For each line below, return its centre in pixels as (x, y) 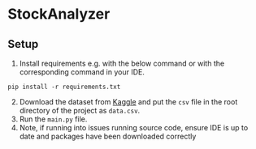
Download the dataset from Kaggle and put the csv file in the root (128, 102)
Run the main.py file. (53, 119)
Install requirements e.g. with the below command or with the (122, 63)
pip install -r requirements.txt (64, 87)
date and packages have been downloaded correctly (108, 136)
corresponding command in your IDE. (82, 72)
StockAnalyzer (59, 14)
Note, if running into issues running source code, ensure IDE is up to (134, 128)
